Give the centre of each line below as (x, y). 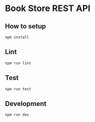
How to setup (25, 26)
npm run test (18, 89)
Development (26, 104)
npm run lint (18, 63)
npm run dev (17, 115)
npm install (17, 37)
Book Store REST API (48, 8)
